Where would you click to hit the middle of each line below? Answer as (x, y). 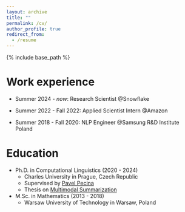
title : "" (19, 18)
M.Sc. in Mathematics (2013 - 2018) (59, 196)
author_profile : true (34, 29)
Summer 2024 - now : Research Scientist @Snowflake (82, 98)
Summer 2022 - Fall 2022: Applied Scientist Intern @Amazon (91, 111)
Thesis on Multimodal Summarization (70, 190)
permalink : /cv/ (27, 23)
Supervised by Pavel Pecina (59, 183)
